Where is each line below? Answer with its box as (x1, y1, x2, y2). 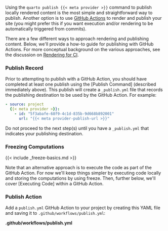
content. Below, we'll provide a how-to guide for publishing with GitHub (5, 41, 154, 47)
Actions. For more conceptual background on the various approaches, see (5, 47, 160, 52)
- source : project (5, 102, 44, 107)
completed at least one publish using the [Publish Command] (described (5, 81, 156, 88)
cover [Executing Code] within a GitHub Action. (5, 181, 104, 187)
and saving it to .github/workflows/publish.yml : (5, 210, 106, 216)
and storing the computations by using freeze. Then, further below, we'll (5, 175, 156, 181)
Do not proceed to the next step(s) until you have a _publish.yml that (5, 125, 149, 131)
